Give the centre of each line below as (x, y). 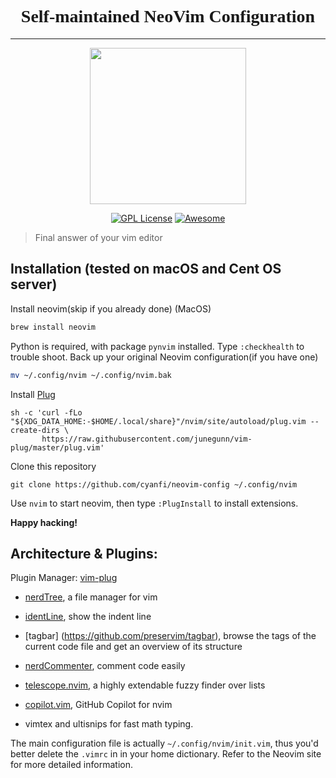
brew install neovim (53, 327)
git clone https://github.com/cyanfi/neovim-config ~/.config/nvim (154, 484)
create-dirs (35, 430)
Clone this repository (53, 466)
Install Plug (33, 394)
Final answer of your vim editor (98, 237)
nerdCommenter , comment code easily (105, 666)
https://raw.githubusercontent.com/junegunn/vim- (147, 439)
